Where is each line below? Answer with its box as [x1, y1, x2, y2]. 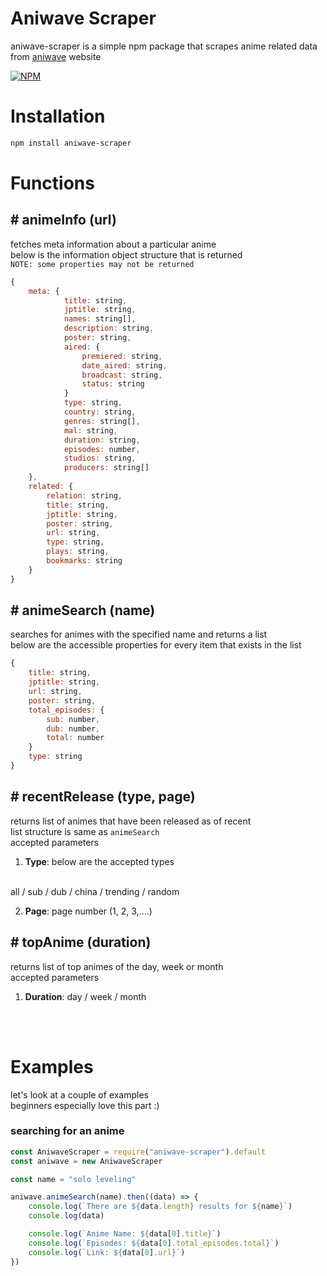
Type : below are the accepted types [24, 855, 175, 867]
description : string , [63, 323, 155, 334]
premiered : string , [81, 351, 163, 361]
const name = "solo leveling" [10, 1174, 137, 1184]
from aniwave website [10, 50, 102, 62]
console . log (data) [28, 1211, 105, 1221]
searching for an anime [10, 1124, 125, 1138]
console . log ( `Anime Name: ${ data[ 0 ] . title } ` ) [28, 1229, 222, 1239]
